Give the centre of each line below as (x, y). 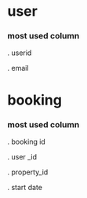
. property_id (28, 172)
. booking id (27, 141)
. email (18, 68)
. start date (25, 187)
